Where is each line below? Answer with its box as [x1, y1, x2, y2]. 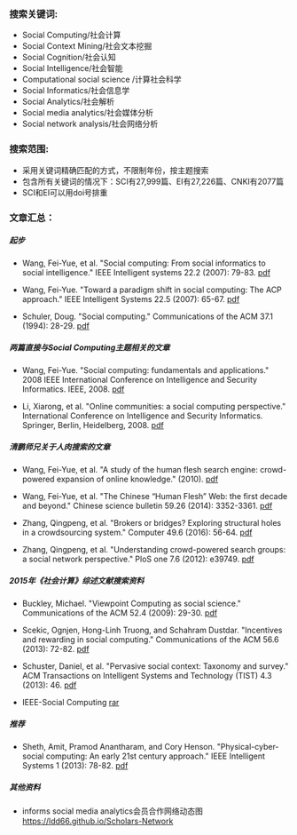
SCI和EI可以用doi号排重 [21, 187, 108, 197]
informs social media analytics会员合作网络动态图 [21, 806, 204, 816]
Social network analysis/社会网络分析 [21, 118, 159, 130]
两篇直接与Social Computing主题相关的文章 [9, 342, 170, 353]
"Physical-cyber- [216, 742, 279, 752]
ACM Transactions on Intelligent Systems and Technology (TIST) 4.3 [21, 671, 272, 681]
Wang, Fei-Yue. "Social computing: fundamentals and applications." [21, 365, 270, 376]
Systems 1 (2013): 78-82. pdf [21, 760, 129, 771]
